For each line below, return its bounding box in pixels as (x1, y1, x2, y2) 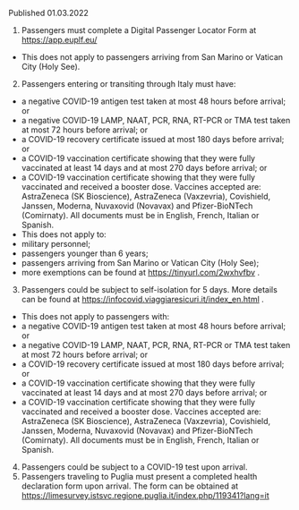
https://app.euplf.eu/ (21, 35, 98, 45)
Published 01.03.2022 (8, 8, 89, 18)
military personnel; (21, 239, 91, 249)
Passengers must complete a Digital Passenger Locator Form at (21, 25, 257, 35)
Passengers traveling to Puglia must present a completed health (21, 472, 258, 481)
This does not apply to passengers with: (21, 311, 170, 321)
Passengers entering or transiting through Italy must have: (21, 79, 236, 89)
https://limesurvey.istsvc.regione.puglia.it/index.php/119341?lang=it (21, 490, 269, 500)
